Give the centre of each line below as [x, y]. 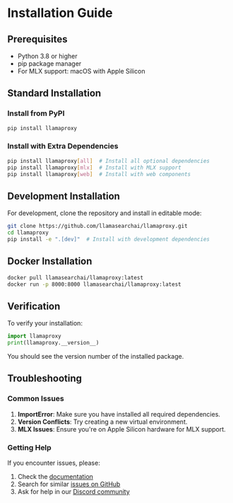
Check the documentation [55, 477]
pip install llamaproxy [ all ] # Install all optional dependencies [109, 161]
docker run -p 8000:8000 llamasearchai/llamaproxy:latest [94, 284]
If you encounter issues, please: [54, 463]
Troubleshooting [45, 379]
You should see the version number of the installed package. [96, 357]
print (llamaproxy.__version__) [53, 343]
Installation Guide [60, 13]
